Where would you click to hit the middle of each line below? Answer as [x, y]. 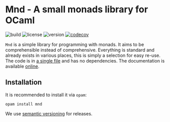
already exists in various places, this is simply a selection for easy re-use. [83, 55]
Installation [24, 82]
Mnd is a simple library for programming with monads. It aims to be [75, 44]
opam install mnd [24, 104]
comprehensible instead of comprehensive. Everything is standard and [80, 50]
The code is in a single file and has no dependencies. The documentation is [85, 60]
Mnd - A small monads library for [77, 9]
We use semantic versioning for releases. [49, 113]
